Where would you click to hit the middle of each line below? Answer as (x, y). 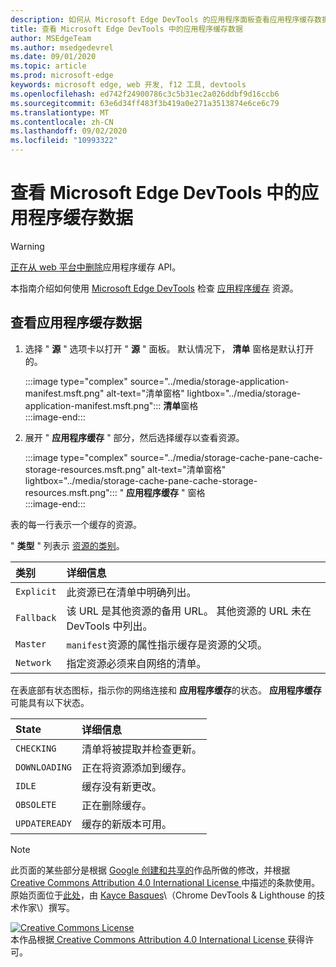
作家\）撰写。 (47, 907)
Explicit (36, 591)
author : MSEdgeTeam (51, 38)
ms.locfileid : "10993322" (64, 141)
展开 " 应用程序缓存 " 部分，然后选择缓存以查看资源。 (134, 437)
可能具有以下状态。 (50, 702)
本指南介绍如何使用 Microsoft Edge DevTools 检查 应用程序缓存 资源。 (154, 288)
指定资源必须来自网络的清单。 (136, 663)
